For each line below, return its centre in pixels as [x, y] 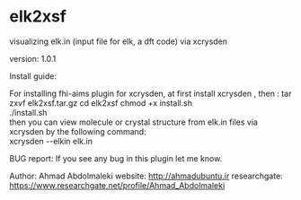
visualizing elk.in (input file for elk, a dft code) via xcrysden [118, 41]
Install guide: [33, 76]
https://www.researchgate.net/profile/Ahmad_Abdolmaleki [117, 185]
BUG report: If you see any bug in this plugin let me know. [116, 158]
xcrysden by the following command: [78, 131]
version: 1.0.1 [33, 58]
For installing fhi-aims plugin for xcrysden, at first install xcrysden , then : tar [150, 93]
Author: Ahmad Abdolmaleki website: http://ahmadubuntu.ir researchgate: [146, 176]
